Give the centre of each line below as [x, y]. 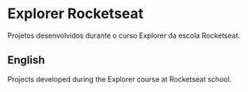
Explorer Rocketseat [76, 14]
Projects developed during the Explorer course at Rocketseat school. [120, 79]
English [26, 60]
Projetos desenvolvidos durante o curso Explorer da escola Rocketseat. [124, 35]
